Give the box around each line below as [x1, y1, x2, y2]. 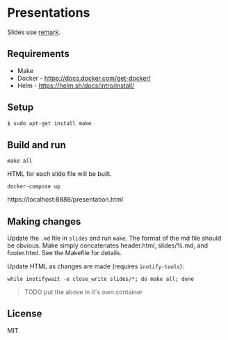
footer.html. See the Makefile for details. [7, 249, 122, 257]
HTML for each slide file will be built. [7, 170, 113, 178]
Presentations [7, 5, 90, 21]
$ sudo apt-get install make [7, 120, 92, 127]
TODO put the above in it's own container [24, 288, 143, 296]
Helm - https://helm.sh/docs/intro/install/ [17, 81, 135, 90]
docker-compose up [7, 183, 60, 191]
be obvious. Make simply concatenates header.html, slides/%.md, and [7, 241, 209, 250]
